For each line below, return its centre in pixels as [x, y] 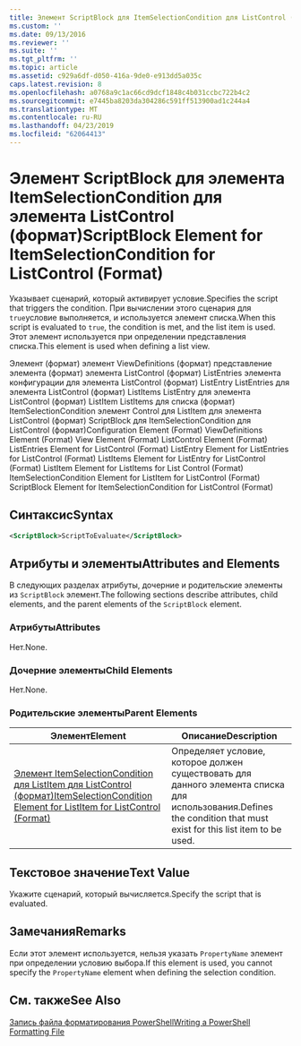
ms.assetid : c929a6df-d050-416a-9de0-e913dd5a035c [106, 76]
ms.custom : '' [36, 26]
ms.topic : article [43, 68]
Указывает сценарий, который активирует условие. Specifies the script [144, 298]
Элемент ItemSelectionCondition [84, 774]
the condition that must [220, 819]
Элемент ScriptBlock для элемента [147, 179]
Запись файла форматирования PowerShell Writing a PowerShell [130, 1022]
